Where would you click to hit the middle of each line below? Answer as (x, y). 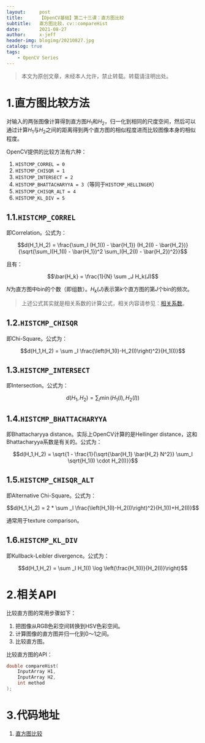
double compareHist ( (33, 666)
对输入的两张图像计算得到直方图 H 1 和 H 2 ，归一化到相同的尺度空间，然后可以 (101, 122)
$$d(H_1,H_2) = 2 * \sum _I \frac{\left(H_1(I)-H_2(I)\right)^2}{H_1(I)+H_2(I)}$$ (103, 508)
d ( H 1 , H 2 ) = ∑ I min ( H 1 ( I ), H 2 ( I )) (103, 399)
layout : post (28, 12)
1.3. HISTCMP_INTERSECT (48, 370)
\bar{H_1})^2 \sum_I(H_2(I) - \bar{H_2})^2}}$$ (130, 251)
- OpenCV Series (38, 58)
